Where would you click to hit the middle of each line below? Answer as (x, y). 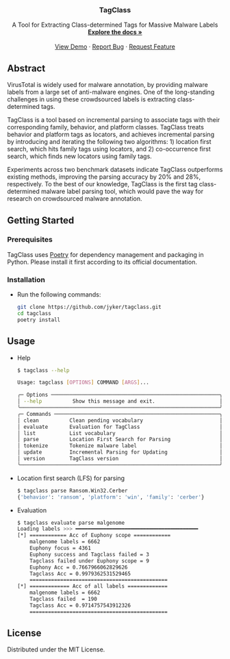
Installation (26, 279)
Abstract (26, 68)
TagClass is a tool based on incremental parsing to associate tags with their (114, 120)
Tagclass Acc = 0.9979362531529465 (80, 573)
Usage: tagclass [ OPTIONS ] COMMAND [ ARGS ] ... (83, 383)
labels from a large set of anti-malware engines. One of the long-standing (111, 92)
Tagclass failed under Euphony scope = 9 (89, 561)
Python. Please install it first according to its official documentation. (102, 262)
